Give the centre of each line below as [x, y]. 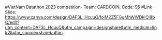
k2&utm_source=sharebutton [34, 33]
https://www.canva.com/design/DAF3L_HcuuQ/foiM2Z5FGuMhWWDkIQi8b [80, 17]
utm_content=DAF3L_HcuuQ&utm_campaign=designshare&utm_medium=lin [81, 27]
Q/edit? [12, 22]
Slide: [11, 12]
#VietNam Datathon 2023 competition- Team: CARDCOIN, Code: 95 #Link [79, 7]
